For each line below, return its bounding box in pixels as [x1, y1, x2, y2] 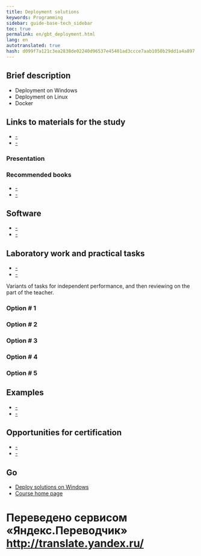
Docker [14, 99, 34, 106]
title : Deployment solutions [6, 8, 79, 15]
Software [6, 208, 42, 218]
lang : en [6, 37, 28, 43]
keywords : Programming [6, 15, 63, 21]
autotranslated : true [6, 43, 61, 49]
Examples [6, 387, 44, 398]
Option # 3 [6, 336, 38, 344]
